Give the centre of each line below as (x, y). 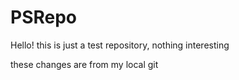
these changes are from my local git (84, 64)
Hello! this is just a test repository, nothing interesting (120, 45)
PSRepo (44, 17)
